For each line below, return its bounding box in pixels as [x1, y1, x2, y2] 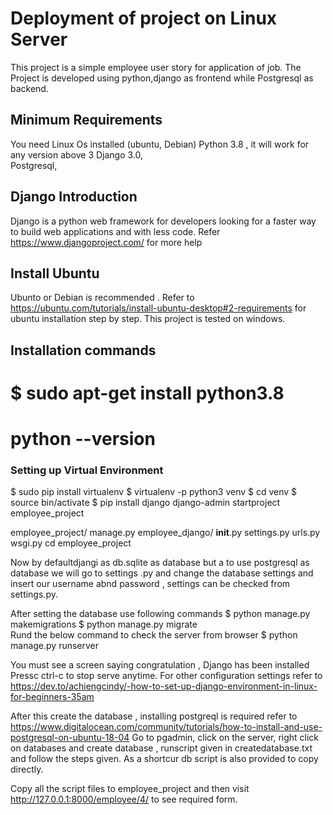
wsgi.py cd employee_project [10, 537, 132, 549]
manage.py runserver [10, 640, 100, 652]
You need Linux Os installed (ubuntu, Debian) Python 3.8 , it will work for [10, 138, 310, 150]
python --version [10, 428, 156, 451]
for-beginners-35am [10, 691, 95, 703]
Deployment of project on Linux [10, 7, 278, 30]
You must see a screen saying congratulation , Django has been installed [10, 659, 310, 671]
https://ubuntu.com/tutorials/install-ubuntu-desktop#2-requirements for [10, 302, 307, 314]
